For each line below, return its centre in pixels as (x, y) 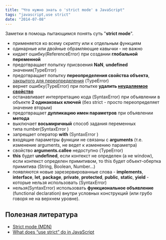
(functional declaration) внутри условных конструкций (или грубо (82, 193)
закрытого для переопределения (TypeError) (61, 81)
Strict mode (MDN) (32, 227)
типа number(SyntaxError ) (40, 129)
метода (21, 118)
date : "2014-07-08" (26, 19)
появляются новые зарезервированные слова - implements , (78, 172)
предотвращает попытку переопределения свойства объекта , (81, 76)
